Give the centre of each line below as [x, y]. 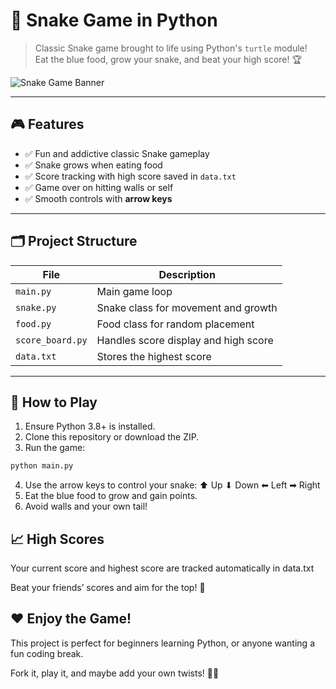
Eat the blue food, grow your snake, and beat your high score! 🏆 [168, 59]
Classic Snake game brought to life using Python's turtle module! [171, 48]
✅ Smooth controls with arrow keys [98, 198]
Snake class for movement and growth [187, 307]
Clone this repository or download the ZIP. [112, 437]
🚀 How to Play [54, 402]
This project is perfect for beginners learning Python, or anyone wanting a [162, 643]
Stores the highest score [154, 356]
